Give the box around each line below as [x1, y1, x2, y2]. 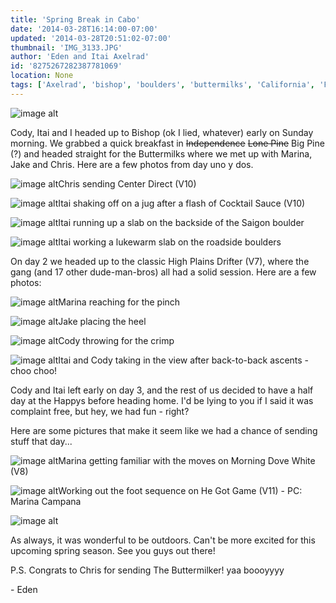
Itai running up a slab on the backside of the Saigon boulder [58, 216, 305, 228]
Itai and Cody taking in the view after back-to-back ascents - [58, 354, 310, 366]
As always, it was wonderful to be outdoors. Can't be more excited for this [10, 534, 316, 546]
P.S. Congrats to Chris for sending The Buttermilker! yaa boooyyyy [10, 564, 285, 576]
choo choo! [10, 364, 58, 376]
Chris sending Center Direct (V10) [58, 177, 197, 190]
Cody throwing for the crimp [58, 334, 175, 346]
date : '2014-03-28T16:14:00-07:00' [10, 24, 159, 34]
